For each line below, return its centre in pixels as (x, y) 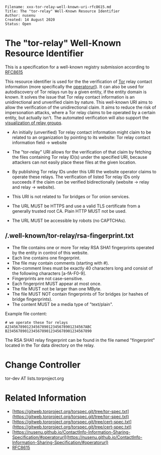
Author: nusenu (20, 16)
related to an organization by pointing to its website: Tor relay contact (81, 137)
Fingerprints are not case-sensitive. (47, 278)
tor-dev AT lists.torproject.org (35, 378)
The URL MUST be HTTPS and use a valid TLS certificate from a (76, 206)
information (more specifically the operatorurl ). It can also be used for (74, 86)
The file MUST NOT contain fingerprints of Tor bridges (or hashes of (80, 294)
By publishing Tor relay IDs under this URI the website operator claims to (84, 171)
